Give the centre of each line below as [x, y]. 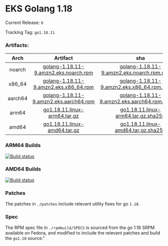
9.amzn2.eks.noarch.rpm [64, 73]
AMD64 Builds [23, 169]
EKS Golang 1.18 [39, 9]
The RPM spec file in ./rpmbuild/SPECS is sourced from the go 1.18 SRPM [80, 227]
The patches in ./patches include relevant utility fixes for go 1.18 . [72, 204]
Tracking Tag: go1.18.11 [30, 32]
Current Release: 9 [24, 22]
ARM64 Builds [23, 145]
